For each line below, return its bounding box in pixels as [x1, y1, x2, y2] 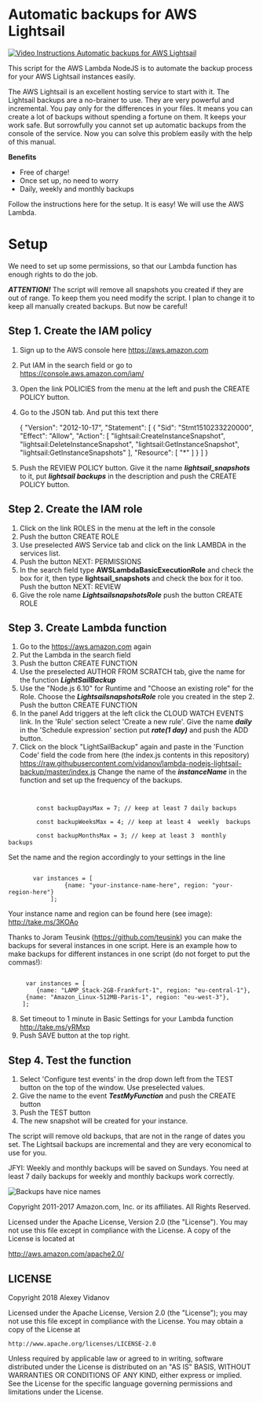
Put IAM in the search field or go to [19, 360, 133, 370]
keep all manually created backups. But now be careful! [8, 301, 188, 311]
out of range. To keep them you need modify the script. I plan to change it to [8, 293, 255, 302]
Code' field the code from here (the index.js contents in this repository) [19, 750, 250, 760]
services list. [19, 548, 61, 558]
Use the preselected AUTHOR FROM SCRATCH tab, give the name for [19, 667, 246, 676]
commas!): [8, 958, 43, 967]
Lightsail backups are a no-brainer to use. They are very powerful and [8, 95, 235, 104]
